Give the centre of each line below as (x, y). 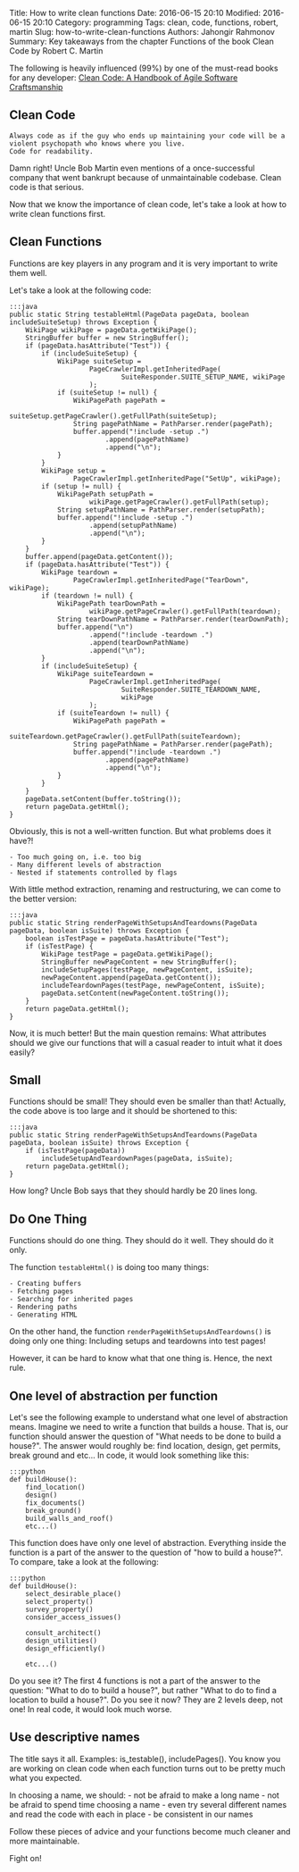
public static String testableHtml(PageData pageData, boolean (129, 314)
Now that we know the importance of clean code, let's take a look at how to (148, 204)
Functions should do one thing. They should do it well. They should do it (141, 1241)
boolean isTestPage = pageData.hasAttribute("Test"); (127, 938)
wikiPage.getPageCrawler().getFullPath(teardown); (185, 611)
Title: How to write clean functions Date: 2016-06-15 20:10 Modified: (135, 13)
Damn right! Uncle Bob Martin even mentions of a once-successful (132, 168)
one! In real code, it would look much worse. (91, 1709)
